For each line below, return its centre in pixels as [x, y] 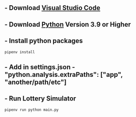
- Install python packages [44, 41]
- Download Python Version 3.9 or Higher [68, 24]
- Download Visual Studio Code [53, 8]
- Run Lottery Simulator [40, 99]
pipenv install [20, 52]
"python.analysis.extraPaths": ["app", [64, 74]
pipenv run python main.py [32, 110]
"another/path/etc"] [36, 82]
